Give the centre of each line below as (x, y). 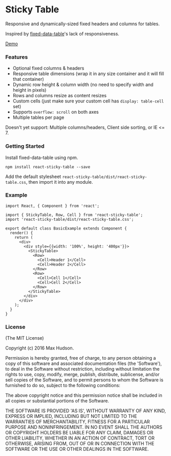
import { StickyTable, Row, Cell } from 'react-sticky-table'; (74, 215)
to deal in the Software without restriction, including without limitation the (82, 369)
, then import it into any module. (59, 182)
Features (17, 57)
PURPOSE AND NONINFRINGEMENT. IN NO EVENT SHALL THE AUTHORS (84, 427)
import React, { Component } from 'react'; (52, 206)
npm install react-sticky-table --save (48, 167)
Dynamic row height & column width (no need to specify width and (83, 85)
